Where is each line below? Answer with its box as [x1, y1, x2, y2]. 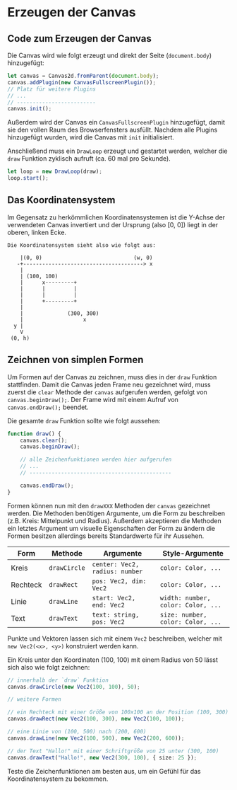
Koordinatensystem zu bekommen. [7, 774, 109, 783]
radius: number [92, 567, 143, 576]
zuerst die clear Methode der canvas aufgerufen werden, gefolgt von [7, 387, 208, 396]
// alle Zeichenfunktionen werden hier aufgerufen [20, 456, 172, 464]
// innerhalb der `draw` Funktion [7, 677, 109, 684]
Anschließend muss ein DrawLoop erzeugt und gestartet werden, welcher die [7, 147, 228, 156]
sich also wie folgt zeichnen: [7, 663, 90, 671]
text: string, [92, 610, 140, 619]
